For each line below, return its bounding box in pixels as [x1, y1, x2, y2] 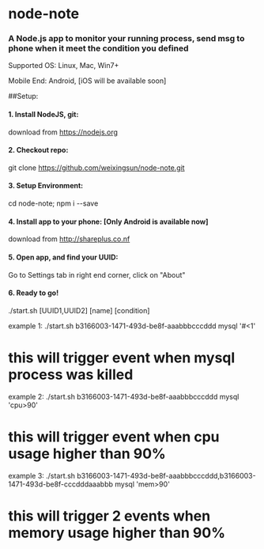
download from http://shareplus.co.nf [8, 234, 130, 244]
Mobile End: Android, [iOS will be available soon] [8, 76, 167, 85]
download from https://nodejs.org [8, 127, 119, 137]
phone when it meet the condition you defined [8, 43, 189, 54]
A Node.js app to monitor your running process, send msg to [8, 33, 245, 44]
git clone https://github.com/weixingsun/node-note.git [8, 163, 185, 172]
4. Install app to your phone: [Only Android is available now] [8, 217, 209, 226]
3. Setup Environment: [8, 181, 84, 191]
